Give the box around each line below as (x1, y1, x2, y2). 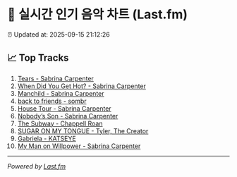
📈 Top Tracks (7, 52, 69, 64)
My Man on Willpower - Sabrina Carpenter (17, 142, 141, 150)
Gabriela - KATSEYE (17, 134, 76, 142)
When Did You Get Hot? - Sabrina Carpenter (17, 82, 147, 90)
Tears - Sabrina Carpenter (17, 74, 94, 83)
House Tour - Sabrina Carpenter (17, 104, 111, 113)
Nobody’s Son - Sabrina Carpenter (17, 111, 119, 120)
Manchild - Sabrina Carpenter (17, 89, 104, 97)
